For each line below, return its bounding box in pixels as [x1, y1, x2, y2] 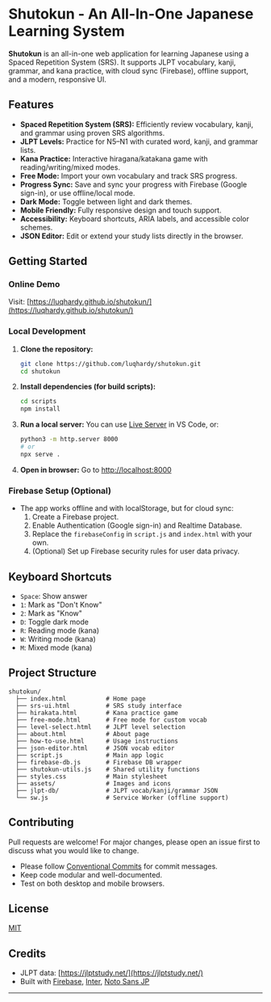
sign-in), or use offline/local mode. [19, 187, 135, 198]
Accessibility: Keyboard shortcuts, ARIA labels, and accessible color [19, 213, 250, 223]
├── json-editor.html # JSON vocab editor [15, 744, 175, 752]
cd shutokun [19, 367, 60, 376]
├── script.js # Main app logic [15, 751, 164, 760]
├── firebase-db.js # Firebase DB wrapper [15, 758, 182, 766]
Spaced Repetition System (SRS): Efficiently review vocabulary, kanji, [19, 119, 254, 129]
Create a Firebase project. [31, 512, 119, 522]
